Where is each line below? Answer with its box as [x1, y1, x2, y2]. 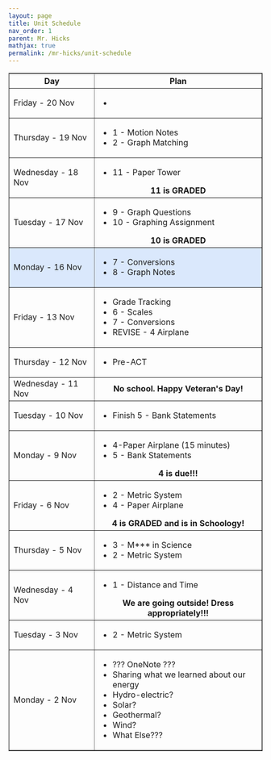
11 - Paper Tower [112, 167, 181, 177]
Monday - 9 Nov [13, 449, 77, 461]
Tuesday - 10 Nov [13, 410, 84, 420]
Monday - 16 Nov [13, 261, 82, 273]
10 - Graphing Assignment [112, 217, 215, 228]
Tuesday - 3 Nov [13, 629, 78, 640]
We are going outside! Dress [122, 598, 234, 608]
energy [112, 679, 140, 690]
